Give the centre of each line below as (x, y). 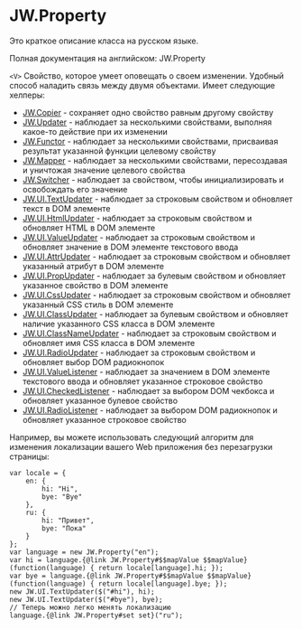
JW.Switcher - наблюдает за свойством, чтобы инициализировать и (153, 179)
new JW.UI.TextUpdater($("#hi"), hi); (82, 591)
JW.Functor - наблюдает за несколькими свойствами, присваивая (150, 141)
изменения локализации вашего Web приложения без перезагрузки (141, 446)
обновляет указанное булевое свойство (100, 400)
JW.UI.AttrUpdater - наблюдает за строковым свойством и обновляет (156, 256)
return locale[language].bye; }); (163, 584)
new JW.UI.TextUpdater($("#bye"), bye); (87, 599)
